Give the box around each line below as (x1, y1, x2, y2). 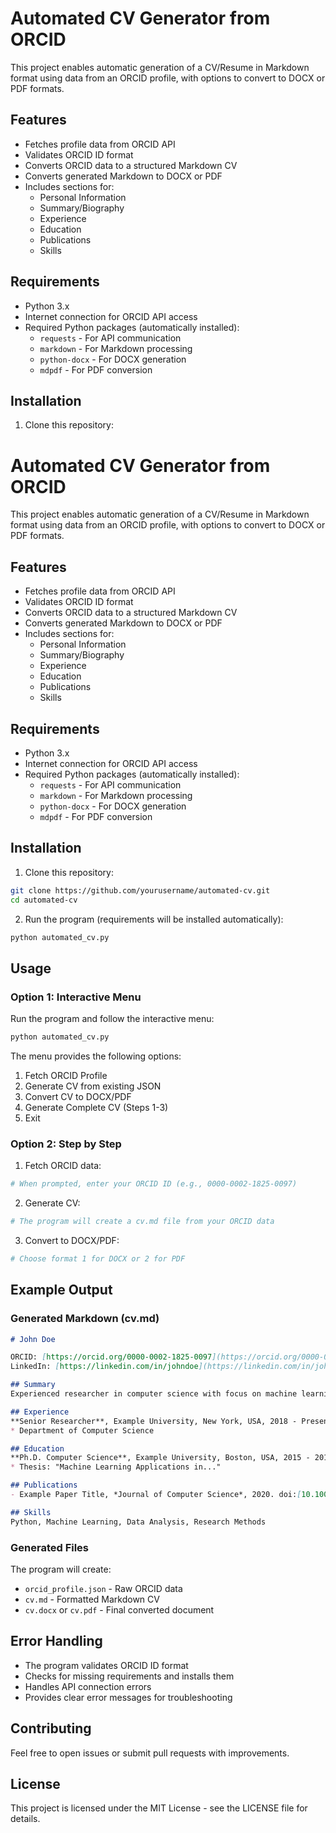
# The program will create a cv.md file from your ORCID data (10, 1217, 275, 1227)
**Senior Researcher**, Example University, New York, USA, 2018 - (10, 1416, 298, 1426)
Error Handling (10, 1633, 103, 1650)
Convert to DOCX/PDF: (24, 1234, 120, 1246)
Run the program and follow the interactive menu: (10, 1013, 215, 1025)
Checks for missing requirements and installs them (24, 1670, 235, 1682)
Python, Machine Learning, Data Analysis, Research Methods (10, 1517, 267, 1527)
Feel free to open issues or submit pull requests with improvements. (10, 1747, 290, 1759)
